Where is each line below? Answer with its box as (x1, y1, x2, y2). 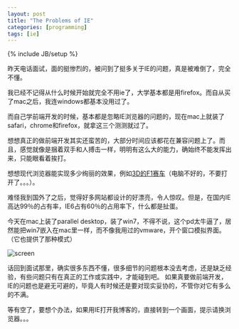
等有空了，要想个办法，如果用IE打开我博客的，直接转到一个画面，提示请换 (7, 306, 225, 314)
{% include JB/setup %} (7, 50, 78, 58)
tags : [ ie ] (7, 30, 40, 38)
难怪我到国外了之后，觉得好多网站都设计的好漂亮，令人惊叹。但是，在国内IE (7, 193, 231, 202)
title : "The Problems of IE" (7, 17, 94, 24)
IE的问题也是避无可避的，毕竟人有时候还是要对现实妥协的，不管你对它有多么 (7, 281, 231, 290)
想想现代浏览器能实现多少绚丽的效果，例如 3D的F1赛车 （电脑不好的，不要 (7, 169, 222, 178)
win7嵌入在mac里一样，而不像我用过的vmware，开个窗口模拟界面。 (26, 226, 225, 234)
